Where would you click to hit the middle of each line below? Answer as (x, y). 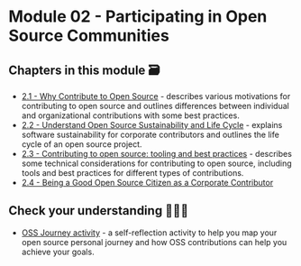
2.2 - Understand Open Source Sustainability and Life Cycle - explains (152, 125)
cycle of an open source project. (82, 144)
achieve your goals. (58, 252)
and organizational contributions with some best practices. (130, 115)
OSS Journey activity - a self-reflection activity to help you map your (149, 233)
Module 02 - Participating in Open (138, 17)
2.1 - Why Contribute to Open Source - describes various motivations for (156, 96)
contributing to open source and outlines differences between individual (155, 106)
